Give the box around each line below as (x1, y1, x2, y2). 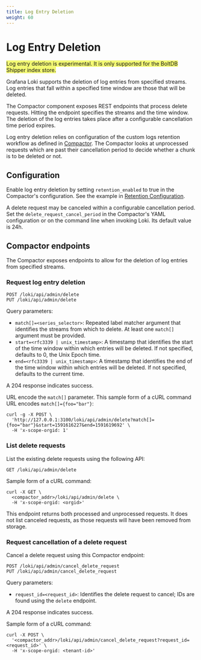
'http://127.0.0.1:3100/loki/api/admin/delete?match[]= (11, 417, 155, 423)
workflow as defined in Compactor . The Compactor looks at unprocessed (6, 140, 188, 147)
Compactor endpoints (6, 241, 90, 251)
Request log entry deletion (6, 278, 85, 286)
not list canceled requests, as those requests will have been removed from (6, 516, 191, 523)
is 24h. (6, 223, 23, 230)
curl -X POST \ (6, 632, 45, 638)
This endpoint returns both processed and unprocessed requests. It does (6, 510, 188, 517)
